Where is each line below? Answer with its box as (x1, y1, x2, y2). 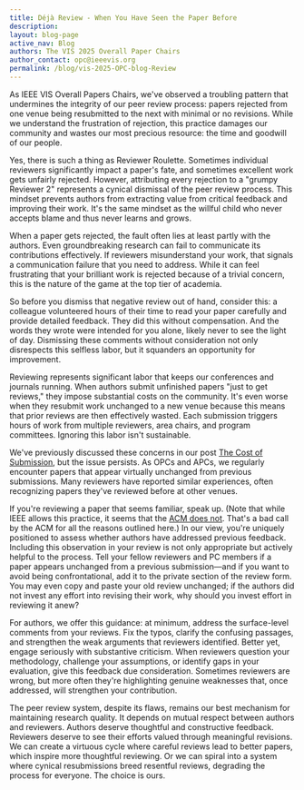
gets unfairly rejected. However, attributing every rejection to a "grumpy (9, 173, 279, 184)
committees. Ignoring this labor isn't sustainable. (9, 429, 191, 440)
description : (9, 22, 59, 31)
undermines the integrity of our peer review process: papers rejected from (9, 98, 289, 109)
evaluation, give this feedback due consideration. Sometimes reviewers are (9, 665, 290, 676)
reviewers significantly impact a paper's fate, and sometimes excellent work (9, 164, 294, 175)
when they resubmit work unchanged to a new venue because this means (9, 400, 286, 411)
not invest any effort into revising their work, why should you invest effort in (9, 589, 292, 600)
